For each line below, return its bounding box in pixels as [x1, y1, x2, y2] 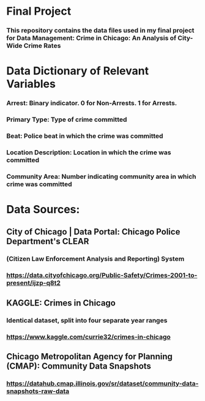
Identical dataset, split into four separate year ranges [6, 316, 168, 324]
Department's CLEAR [6, 236, 89, 247]
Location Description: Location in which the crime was [6, 148, 171, 157]
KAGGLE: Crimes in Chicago [6, 298, 116, 308]
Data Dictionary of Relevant [6, 64, 149, 78]
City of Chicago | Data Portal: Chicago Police [6, 227, 181, 237]
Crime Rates [23, 42, 61, 50]
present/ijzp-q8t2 [6, 279, 61, 287]
